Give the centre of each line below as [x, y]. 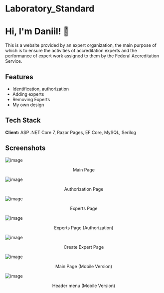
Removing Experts [31, 99]
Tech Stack [23, 120]
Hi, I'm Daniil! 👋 [37, 32]
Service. [14, 61]
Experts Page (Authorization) [84, 228]
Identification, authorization [41, 89]
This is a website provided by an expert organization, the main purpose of [81, 45]
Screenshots [25, 148]
